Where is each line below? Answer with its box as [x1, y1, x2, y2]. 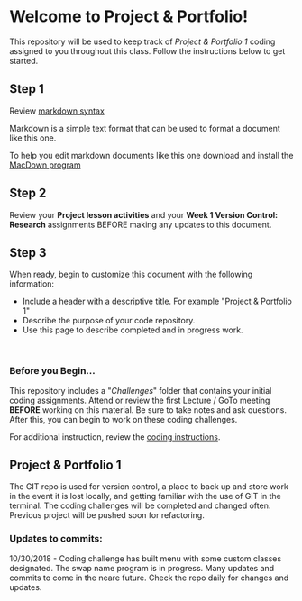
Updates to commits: [9, 533, 103, 545]
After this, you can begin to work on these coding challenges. [9, 414, 238, 424]
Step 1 [9, 81, 45, 96]
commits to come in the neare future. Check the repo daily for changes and [9, 572, 289, 583]
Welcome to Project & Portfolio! [9, 6, 249, 27]
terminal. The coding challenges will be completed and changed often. [9, 500, 271, 511]
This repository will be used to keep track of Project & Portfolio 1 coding [9, 36, 276, 47]
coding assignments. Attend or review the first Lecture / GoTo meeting [9, 395, 270, 405]
